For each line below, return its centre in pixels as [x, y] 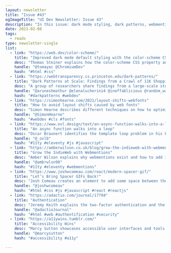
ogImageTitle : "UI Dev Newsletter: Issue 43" [54, 19]
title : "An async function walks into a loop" [65, 129]
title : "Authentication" [41, 200]
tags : [11, 34]
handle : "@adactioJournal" [43, 210]
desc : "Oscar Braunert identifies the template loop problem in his [89, 133]
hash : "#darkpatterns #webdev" [48, 96]
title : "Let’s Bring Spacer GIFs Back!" [58, 176]
